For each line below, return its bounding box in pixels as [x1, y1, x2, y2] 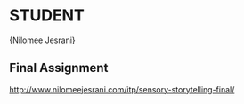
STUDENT [9, 5, 85, 26]
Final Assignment [9, 60, 109, 76]
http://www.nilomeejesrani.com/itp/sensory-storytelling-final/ [9, 84, 235, 94]
